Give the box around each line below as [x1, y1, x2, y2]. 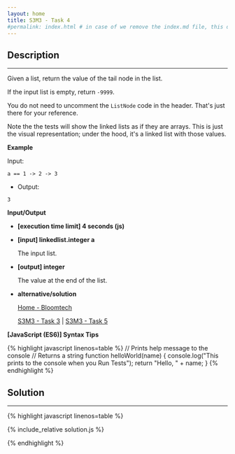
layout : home [7, 10, 45, 17]
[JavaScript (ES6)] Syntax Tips [7, 330, 99, 339]
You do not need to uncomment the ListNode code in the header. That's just [7, 101, 225, 110]
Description [7, 49, 59, 61]
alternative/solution [17, 290, 77, 298]
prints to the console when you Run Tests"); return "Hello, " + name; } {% [7, 359, 219, 367]
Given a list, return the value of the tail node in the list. [7, 74, 163, 83]
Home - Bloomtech [17, 304, 72, 312]
